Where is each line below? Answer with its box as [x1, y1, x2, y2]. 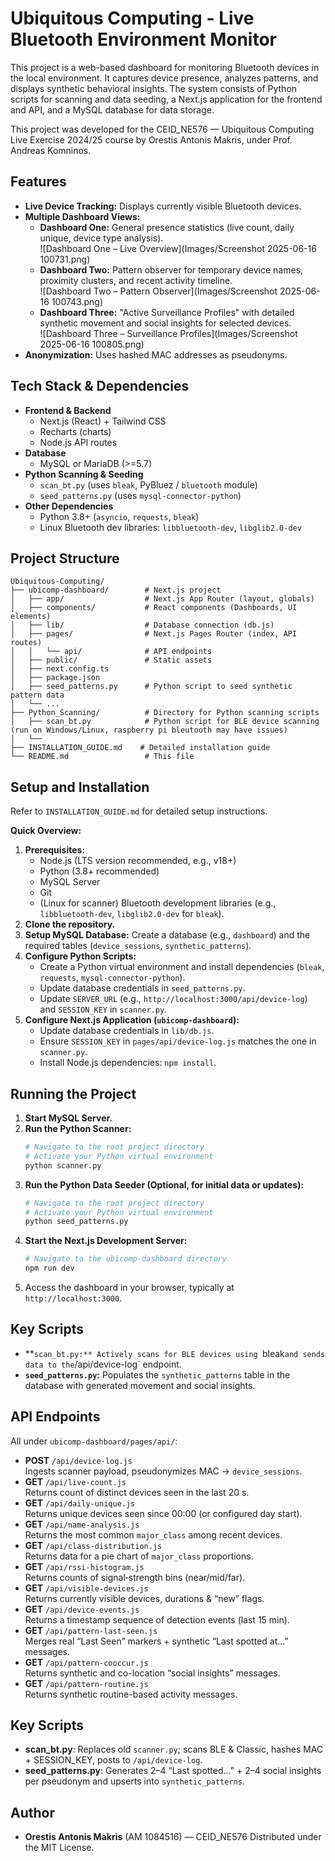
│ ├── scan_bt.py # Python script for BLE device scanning [10, 717, 320, 727]
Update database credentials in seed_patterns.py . [39, 982, 246, 994]
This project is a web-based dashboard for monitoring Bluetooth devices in [10, 61, 320, 73]
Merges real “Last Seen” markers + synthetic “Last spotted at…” [24, 1635, 289, 1647]
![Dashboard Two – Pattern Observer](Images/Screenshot [39, 285, 278, 297]
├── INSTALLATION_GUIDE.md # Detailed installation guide [10, 743, 271, 753]
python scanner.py [24, 1160, 102, 1171]
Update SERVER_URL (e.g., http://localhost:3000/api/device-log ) [39, 993, 308, 1005]
